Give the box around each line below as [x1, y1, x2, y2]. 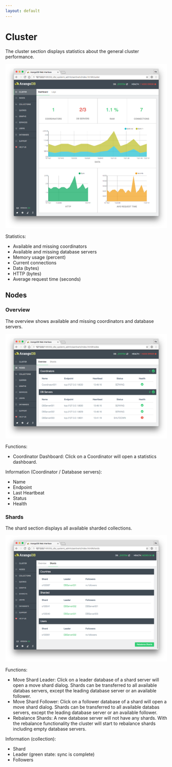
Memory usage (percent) [12, 254, 66, 261]
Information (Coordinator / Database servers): [5, 469, 102, 475]
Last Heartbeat [12, 490, 45, 496]
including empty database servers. [12, 725, 87, 732]
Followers [12, 756, 33, 763]
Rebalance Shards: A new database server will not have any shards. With [12, 715, 167, 721]
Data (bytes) [12, 265, 40, 271]
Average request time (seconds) [12, 276, 81, 282]
